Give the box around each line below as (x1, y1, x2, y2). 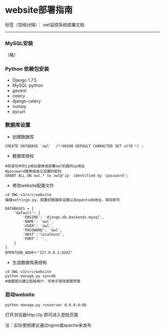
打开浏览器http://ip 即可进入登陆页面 (5, 312, 79, 318)
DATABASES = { (5, 206, 34, 211)
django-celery (12, 98, 41, 104)
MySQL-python (12, 82, 43, 88)
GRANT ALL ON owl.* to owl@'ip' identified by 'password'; (5, 173, 129, 178)
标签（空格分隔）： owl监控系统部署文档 (5, 22, 84, 28)
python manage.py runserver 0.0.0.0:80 (5, 302, 87, 308)
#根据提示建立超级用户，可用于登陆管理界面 (5, 279, 81, 284)
